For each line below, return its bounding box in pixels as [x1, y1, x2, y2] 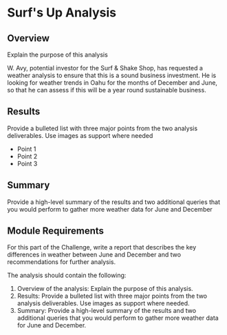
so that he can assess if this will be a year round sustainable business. [7, 86, 206, 94]
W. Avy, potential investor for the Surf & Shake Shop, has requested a [7, 64, 203, 72]
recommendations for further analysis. [7, 258, 116, 266]
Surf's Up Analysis [7, 5, 117, 21]
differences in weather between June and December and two [7, 250, 181, 259]
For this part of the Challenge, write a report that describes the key [7, 243, 197, 252]
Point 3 [17, 159, 38, 167]
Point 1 [17, 145, 36, 153]
